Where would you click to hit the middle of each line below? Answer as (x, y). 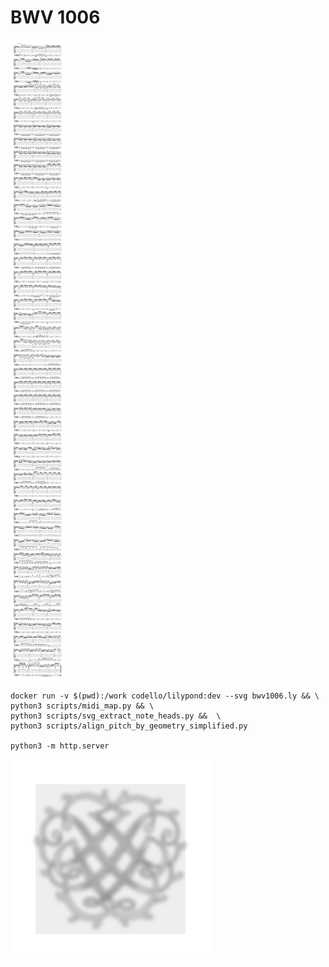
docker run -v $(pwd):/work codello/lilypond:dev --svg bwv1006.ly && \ (165, 696)
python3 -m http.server (60, 746)
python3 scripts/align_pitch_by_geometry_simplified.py (129, 726)
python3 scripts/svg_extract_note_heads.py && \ (116, 716)
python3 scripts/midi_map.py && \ (82, 706)
